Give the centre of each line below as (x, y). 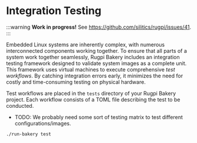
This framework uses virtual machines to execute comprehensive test (91, 69)
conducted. (20, 105)
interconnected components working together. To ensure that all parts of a (97, 50)
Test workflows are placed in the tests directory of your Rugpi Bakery (91, 93)
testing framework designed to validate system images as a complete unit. (96, 63)
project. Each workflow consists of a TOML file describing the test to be (93, 99)
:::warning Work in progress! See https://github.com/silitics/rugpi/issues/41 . (99, 27)
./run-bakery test (29, 134)
